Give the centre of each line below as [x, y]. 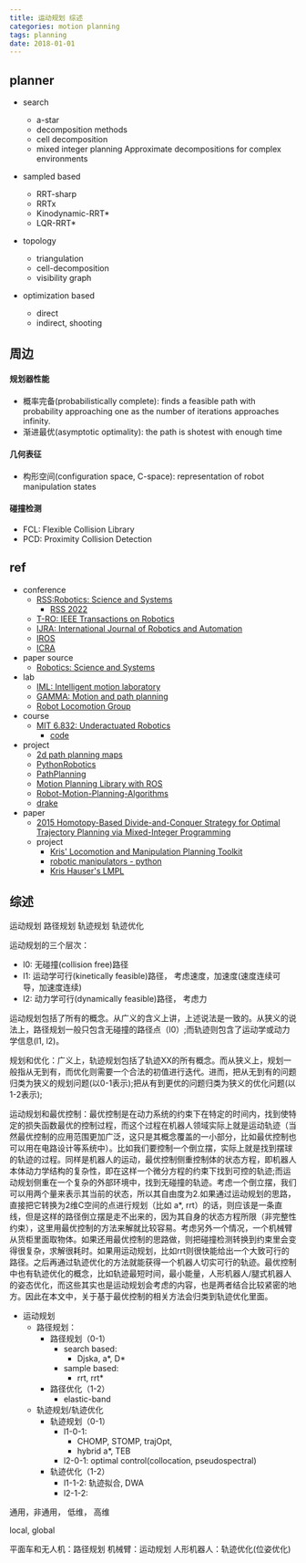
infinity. [36, 421]
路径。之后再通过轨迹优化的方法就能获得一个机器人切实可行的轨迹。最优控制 [153, 1262]
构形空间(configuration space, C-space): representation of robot [143, 476]
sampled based [51, 177]
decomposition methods [82, 130]
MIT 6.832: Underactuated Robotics [103, 725]
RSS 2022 [69, 609]
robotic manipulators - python [106, 861]
